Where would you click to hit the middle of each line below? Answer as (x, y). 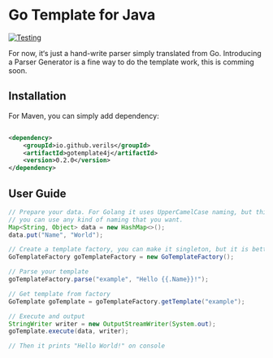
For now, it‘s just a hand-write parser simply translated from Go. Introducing (135, 53)
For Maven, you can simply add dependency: (84, 116)
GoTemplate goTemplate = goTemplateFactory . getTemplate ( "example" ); (127, 301)
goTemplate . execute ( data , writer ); (69, 331)
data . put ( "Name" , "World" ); (56, 235)
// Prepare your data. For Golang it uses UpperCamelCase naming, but (130, 212)
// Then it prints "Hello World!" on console (87, 346)
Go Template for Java (82, 15)
